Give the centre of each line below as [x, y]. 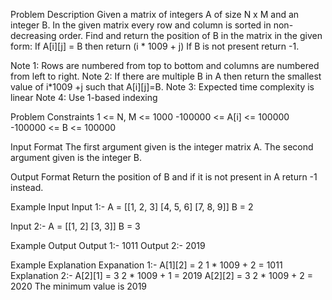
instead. [27, 187]
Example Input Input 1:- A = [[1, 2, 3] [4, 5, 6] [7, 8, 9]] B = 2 [132, 207]
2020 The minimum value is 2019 [79, 286]
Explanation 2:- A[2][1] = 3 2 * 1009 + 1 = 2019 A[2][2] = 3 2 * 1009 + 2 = [161, 275]
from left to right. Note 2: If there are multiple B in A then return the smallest [166, 76]
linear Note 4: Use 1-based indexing [84, 97]
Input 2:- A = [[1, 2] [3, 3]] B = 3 [75, 226]
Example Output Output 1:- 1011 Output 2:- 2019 [108, 245]
